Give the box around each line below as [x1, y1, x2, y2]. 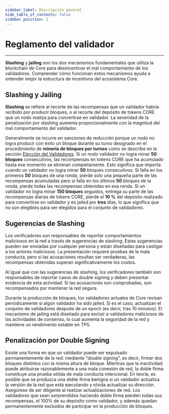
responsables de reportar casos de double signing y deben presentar [5, 274, 149, 280]
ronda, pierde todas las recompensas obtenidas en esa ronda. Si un [5, 183, 145, 189]
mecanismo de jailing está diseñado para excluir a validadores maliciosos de [5, 311, 164, 317]
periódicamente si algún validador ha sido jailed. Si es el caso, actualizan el [5, 300, 161, 306]
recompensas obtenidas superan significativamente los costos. [5, 259, 136, 265]
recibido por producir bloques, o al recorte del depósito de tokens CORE [5, 109, 155, 115]
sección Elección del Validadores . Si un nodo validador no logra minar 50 [5, 151, 157, 157]
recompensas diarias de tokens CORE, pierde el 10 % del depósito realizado [5, 194, 163, 200]
